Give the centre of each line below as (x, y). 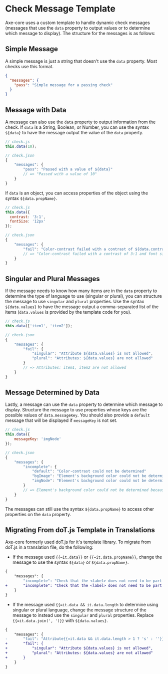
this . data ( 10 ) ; (21, 146)
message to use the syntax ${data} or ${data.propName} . (70, 562)
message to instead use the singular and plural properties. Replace (83, 615)
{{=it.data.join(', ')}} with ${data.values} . (60, 620)
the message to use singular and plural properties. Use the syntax (75, 302)
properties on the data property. (38, 514)
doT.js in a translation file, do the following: (49, 547)
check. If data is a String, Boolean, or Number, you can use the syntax (77, 127)
